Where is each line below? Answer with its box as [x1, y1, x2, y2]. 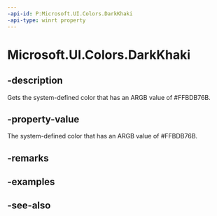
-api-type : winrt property [7, 17, 86, 24]
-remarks [7, 152, 49, 164]
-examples [7, 176, 55, 188]
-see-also [7, 200, 51, 212]
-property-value [7, 113, 80, 125]
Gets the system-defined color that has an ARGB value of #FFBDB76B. [7, 93, 211, 101]
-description [7, 75, 63, 87]
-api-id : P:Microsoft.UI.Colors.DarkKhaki [7, 10, 133, 17]
